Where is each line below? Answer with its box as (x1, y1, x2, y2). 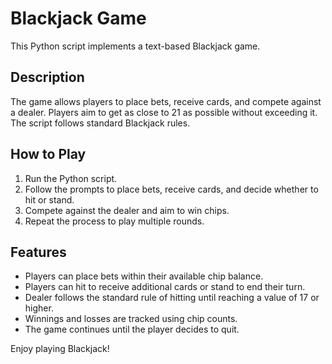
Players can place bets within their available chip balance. (24, 270, 264, 282)
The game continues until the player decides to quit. (24, 323, 240, 336)
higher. (24, 302, 54, 314)
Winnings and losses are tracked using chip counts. (24, 313, 238, 325)
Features (10, 243, 67, 261)
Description (10, 69, 85, 86)
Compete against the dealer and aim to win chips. (24, 204, 230, 216)
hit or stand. (24, 193, 75, 206)
